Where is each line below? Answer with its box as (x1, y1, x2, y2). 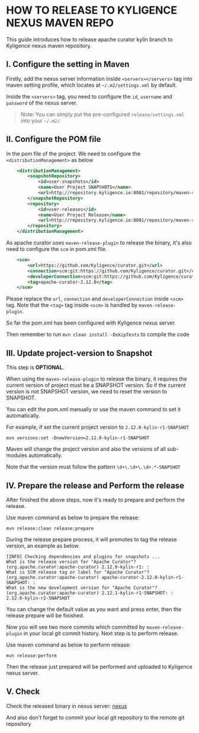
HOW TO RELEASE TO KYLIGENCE (6, 4, 178, 17)
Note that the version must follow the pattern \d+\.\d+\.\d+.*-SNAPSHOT (6, 464, 181, 471)
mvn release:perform (6, 652, 57, 659)
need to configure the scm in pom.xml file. (6, 246, 107, 253)
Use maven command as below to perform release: (6, 641, 131, 648)
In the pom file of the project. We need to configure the (6, 150, 141, 157)
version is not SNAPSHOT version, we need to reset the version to (6, 388, 168, 395)
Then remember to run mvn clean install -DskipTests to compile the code (6, 331, 190, 338)
